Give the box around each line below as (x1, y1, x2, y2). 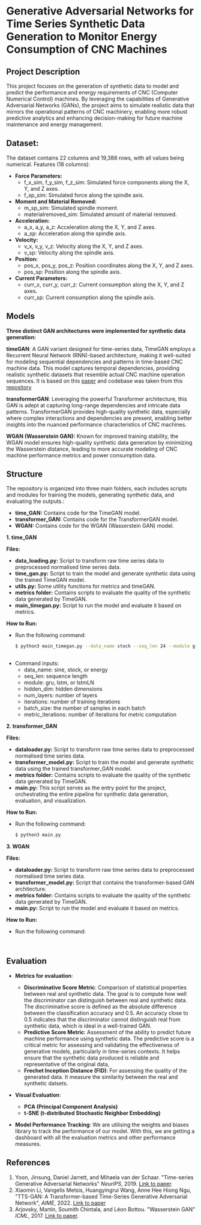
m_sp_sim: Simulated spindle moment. (23, 204, 119, 211)
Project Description (6, 66, 80, 76)
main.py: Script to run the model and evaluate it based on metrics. (14, 904, 180, 912)
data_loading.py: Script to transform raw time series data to (14, 557, 164, 564)
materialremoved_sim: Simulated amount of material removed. (23, 211, 177, 218)
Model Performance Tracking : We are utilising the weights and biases (14, 1121, 189, 1128)
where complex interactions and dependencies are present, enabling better (6, 414, 193, 422)
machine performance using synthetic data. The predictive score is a (23, 1035, 194, 1042)
